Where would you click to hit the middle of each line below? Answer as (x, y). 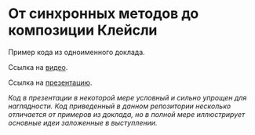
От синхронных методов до (104, 14)
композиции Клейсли (83, 30)
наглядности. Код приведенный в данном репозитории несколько (120, 106)
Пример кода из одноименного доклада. (76, 52)
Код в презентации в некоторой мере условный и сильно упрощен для (127, 97)
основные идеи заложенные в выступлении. (83, 122)
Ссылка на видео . (38, 67)
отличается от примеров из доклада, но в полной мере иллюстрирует (127, 114)
